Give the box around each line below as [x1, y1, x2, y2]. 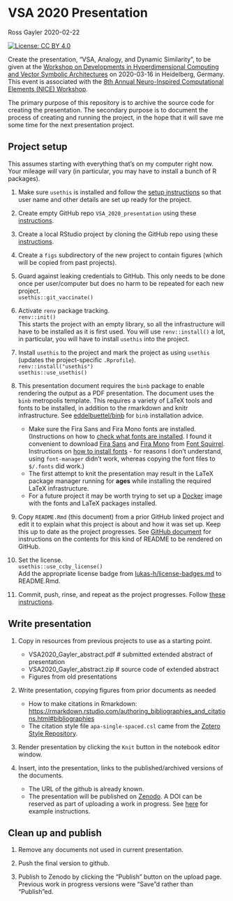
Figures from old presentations [28, 672, 117, 681]
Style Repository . [28, 729, 78, 737]
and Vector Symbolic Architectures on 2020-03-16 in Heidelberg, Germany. [8, 70, 225, 78]
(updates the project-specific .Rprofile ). [17, 355, 136, 364]
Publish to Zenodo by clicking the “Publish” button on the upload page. [17, 872, 222, 881]
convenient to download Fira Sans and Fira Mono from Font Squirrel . [28, 439, 225, 448]
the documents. [17, 771, 63, 779]
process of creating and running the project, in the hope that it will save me [8, 113, 224, 122]
